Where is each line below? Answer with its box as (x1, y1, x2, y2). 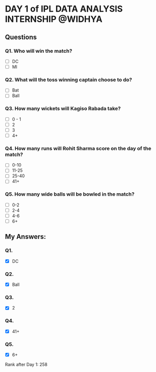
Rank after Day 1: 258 (5, 362, 47, 368)
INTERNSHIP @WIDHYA (5, 14, 103, 25)
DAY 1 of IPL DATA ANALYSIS (5, 3, 123, 15)
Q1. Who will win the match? (5, 47, 72, 54)
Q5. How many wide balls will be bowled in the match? (5, 191, 135, 198)
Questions (5, 33, 37, 41)
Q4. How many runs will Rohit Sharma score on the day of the (5, 145, 151, 152)
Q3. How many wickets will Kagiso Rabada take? (5, 105, 121, 112)
